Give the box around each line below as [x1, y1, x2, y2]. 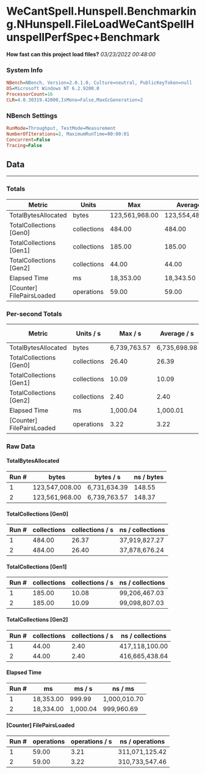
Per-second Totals [6, 309, 62, 318]
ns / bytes [134, 473, 164, 481]
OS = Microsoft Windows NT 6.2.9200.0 [6, 86, 99, 92]
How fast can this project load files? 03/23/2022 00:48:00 [6, 50, 156, 58]
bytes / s [94, 473, 121, 481]
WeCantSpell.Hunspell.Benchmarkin [6, 4, 196, 18]
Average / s [159, 329, 194, 337]
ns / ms [112, 684, 134, 693]
